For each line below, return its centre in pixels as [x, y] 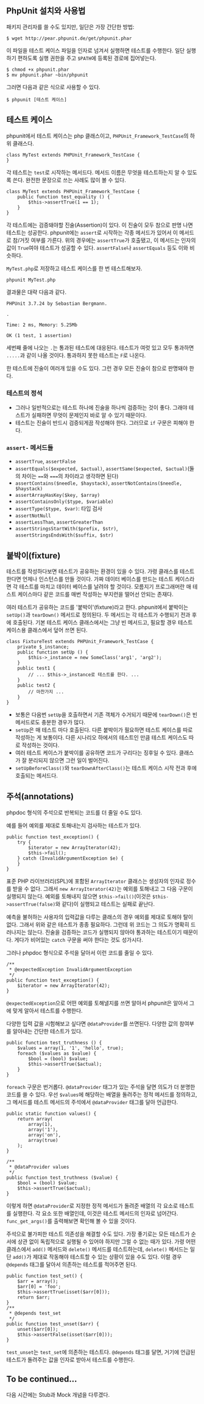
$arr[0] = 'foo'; [39, 1286]
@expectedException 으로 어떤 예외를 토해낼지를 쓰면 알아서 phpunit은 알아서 [97, 1003]
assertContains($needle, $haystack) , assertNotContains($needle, [99, 483]
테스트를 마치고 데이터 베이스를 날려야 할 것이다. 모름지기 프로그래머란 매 [105, 586]
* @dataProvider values [39, 1167]
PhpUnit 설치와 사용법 [46, 11]
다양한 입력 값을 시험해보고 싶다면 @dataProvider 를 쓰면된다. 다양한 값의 [92, 1024]
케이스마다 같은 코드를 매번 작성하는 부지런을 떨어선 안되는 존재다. [95, 594]
